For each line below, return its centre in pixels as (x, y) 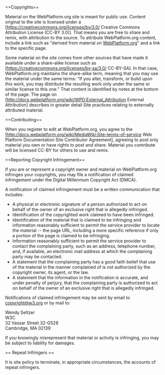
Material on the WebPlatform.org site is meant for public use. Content (75, 17)
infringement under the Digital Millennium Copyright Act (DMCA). (71, 180)
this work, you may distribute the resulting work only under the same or (78, 84)
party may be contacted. (37, 257)
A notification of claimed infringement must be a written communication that (82, 189)
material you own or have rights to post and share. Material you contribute (80, 145)
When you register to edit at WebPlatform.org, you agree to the (69, 129)
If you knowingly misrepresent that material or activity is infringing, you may (82, 338)
